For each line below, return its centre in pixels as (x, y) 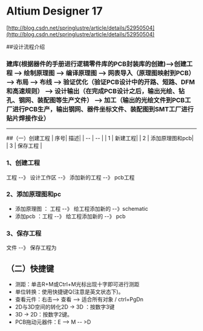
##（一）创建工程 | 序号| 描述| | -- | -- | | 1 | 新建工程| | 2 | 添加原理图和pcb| (100, 138)
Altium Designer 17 (54, 11)
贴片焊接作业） (28, 118)
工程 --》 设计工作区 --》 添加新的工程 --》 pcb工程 (70, 177)
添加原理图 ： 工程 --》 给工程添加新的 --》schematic (82, 208)
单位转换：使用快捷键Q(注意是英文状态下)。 (69, 292)
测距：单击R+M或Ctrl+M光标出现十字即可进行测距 (77, 284)
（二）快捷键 (30, 268)
